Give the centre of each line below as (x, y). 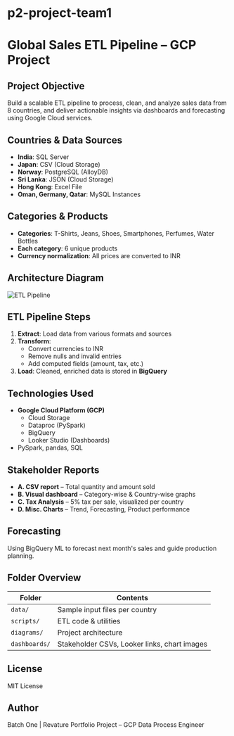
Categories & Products (58, 216)
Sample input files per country (107, 609)
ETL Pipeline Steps (49, 317)
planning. (21, 556)
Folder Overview (44, 578)
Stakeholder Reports (53, 470)
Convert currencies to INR (66, 349)
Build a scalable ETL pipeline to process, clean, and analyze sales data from (117, 103)
